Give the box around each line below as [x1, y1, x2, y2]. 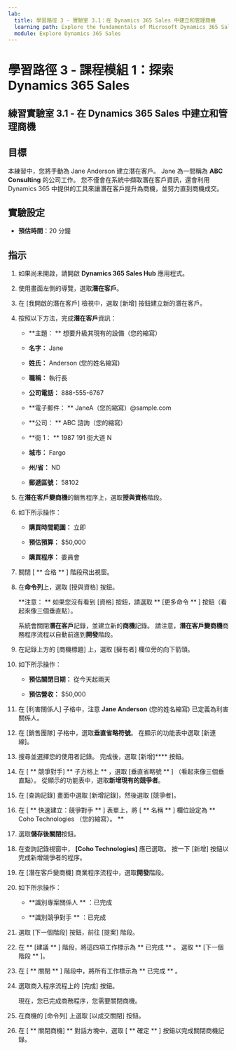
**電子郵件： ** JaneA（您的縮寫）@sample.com [28, 403, 172, 412]
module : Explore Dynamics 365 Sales [14, 30, 121, 37]
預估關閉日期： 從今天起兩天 [28, 675, 111, 684]
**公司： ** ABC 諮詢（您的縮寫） [28, 419, 127, 427]
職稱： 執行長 [28, 374, 68, 382]
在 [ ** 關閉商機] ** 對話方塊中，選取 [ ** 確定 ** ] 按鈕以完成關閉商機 [18, 1027, 218, 1035]
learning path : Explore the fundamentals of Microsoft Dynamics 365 [14, 23, 218, 30]
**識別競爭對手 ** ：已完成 [28, 913, 106, 921]
